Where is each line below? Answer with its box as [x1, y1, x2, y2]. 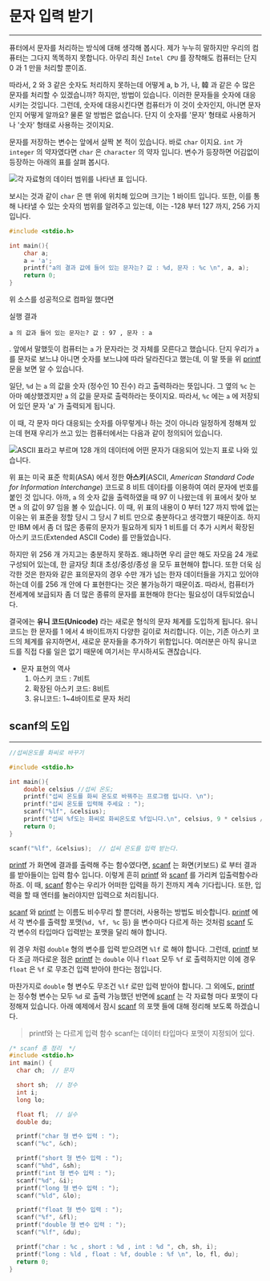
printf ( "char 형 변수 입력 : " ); [16, 1132, 119, 1141]
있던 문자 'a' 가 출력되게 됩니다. [17, 402, 115, 411]
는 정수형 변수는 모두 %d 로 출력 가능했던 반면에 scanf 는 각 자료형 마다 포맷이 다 [9, 991, 259, 1000]
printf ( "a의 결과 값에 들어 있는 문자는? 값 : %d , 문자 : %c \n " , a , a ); [23, 264, 250, 273]
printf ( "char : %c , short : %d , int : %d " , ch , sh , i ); [16, 1243, 218, 1251]
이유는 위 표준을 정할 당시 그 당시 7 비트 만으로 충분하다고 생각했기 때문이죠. [9, 512, 246, 522]
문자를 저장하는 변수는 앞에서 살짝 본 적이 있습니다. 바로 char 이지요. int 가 [9, 137, 244, 147]
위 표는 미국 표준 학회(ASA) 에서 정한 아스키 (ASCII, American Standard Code [9, 472, 255, 482]
